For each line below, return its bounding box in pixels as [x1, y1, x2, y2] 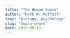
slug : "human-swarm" [5, 21, 48, 26]
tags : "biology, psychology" [5, 16, 66, 21]
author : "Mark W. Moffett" [5, 12, 61, 17]
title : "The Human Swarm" [5, 7, 59, 12]
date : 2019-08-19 [5, 26, 41, 31]
